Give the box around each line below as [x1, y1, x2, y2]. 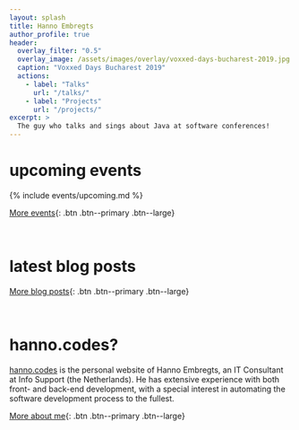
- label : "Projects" [25, 96, 102, 106]
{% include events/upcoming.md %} [9, 189, 143, 200]
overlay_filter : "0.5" [17, 47, 102, 56]
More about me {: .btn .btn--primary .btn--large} [9, 410, 185, 421]
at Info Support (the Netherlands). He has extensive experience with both [9, 373, 280, 384]
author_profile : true [9, 30, 90, 39]
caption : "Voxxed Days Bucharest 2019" [17, 64, 167, 73]
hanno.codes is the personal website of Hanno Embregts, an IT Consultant [9, 364, 284, 375]
